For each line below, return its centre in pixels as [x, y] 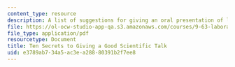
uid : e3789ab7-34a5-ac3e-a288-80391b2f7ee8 [72, 53]
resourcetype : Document [42, 40]
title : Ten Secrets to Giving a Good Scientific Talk [87, 46]
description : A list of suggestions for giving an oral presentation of [115, 20]
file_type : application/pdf [48, 33]
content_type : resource [42, 14]
